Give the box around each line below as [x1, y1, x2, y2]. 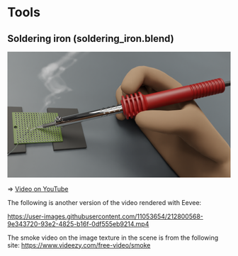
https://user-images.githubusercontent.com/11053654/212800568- [7, 212, 204, 221]
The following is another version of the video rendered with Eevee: [7, 198, 202, 206]
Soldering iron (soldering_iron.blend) [7, 33, 175, 45]
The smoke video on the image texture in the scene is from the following [7, 233, 218, 242]
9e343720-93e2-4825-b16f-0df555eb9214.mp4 [7, 219, 149, 228]
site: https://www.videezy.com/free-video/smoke [7, 240, 151, 249]
